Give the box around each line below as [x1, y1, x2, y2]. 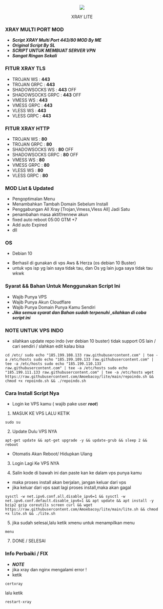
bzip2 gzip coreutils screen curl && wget [5, 503, 93, 507]
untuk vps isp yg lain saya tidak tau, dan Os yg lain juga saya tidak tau [12, 265, 153, 271]
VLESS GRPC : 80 [12, 172, 48, 178]
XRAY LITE [71, 14, 93, 20]
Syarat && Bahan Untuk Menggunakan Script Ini [5, 282, 121, 289]
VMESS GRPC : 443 [12, 102, 53, 108]
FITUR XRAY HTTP [5, 125, 50, 132]
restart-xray [5, 599, 32, 604]
